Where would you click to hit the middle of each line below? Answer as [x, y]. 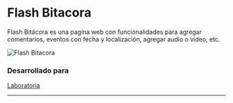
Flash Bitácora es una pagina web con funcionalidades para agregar [105, 32]
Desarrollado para [38, 71]
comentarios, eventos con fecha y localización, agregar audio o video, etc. [114, 39]
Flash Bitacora [49, 13]
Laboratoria [24, 86]
